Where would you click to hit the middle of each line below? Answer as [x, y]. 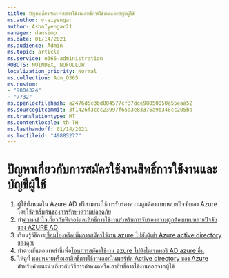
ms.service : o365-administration [55, 59]
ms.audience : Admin [35, 46]
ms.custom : [23, 84]
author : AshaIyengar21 [40, 26]
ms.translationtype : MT [41, 116]
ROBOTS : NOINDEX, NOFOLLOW [46, 65]
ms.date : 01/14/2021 [37, 39]
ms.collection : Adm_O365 [43, 78]
